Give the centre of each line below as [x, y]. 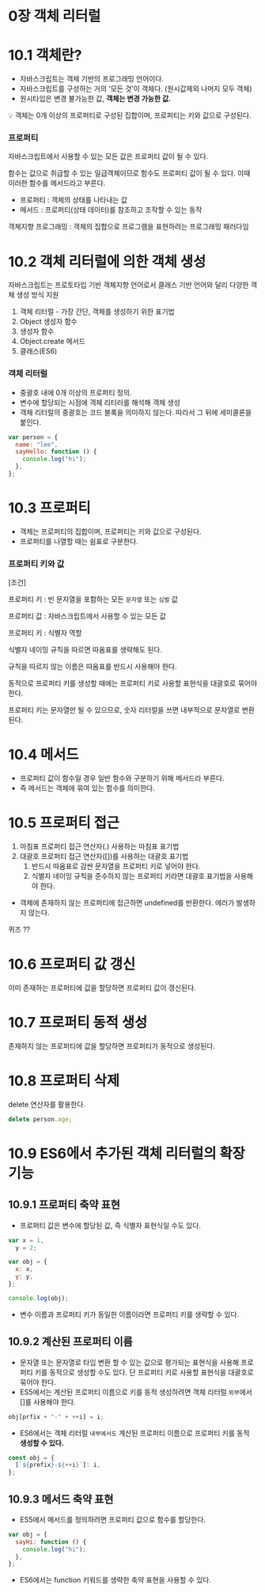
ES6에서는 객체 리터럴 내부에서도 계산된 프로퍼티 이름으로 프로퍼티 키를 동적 [134, 1433]
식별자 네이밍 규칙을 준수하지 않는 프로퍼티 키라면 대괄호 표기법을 [132, 876]
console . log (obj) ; [38, 1298]
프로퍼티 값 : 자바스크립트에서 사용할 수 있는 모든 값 [87, 616]
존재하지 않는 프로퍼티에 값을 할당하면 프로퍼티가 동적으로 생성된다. [112, 1046]
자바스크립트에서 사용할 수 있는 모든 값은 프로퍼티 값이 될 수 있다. [108, 157]
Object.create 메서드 [52, 342]
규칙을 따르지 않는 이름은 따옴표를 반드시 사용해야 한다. [93, 667]
